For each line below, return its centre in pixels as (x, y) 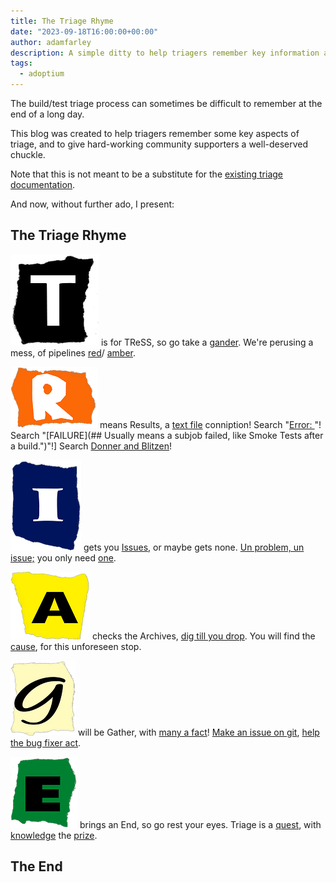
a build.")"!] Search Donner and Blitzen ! (91, 446)
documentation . (43, 184)
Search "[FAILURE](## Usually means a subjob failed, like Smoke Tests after (167, 435)
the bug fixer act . (46, 742)
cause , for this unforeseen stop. (76, 646)
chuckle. (28, 154)
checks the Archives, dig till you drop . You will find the (203, 636)
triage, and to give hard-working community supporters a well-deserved (159, 144)
